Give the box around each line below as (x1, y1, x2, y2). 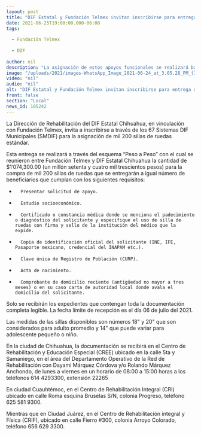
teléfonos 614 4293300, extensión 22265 (6, 374, 109, 381)
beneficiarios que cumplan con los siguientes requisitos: (6, 176, 145, 183)
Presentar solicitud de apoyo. (20, 188, 99, 194)
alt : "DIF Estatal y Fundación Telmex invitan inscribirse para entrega (6, 87, 191, 93)
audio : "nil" (6, 81, 39, 87)
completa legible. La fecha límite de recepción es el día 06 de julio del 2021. (6, 306, 193, 314)
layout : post (6, 8, 39, 15)
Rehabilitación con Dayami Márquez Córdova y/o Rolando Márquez (6, 361, 172, 369)
